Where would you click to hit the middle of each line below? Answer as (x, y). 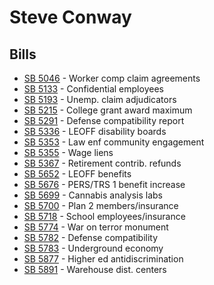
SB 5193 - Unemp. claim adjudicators (100, 99)
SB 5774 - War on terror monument (96, 227)
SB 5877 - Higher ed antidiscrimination (103, 259)
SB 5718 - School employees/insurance (104, 216)
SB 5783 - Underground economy (93, 248)
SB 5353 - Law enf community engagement (114, 142)
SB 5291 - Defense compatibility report (104, 120)
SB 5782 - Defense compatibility (91, 237)
